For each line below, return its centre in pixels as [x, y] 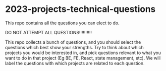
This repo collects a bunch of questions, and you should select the [73, 42]
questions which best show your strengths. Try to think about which [74, 47]
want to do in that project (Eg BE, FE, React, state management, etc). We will [83, 58]
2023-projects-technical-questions [81, 9]
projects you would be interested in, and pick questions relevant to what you [83, 53]
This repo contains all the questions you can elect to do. [62, 23]
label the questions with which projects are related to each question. [75, 63]
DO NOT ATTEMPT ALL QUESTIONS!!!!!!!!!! [49, 32]
